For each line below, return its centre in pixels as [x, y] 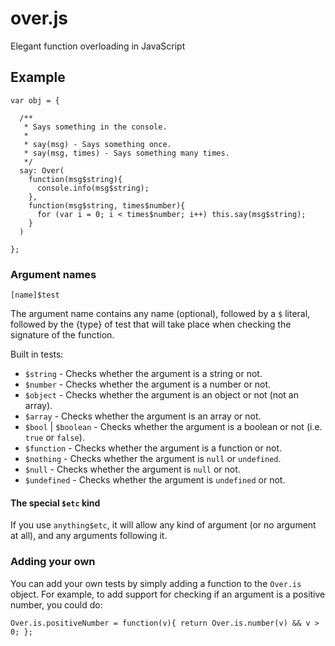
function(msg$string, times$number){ [107, 205]
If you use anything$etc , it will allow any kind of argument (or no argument [163, 525]
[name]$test [35, 295]
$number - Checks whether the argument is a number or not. [148, 384]
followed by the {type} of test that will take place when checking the [151, 324]
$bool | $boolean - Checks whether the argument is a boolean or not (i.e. [173, 427]
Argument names [53, 274]
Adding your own [53, 562]
